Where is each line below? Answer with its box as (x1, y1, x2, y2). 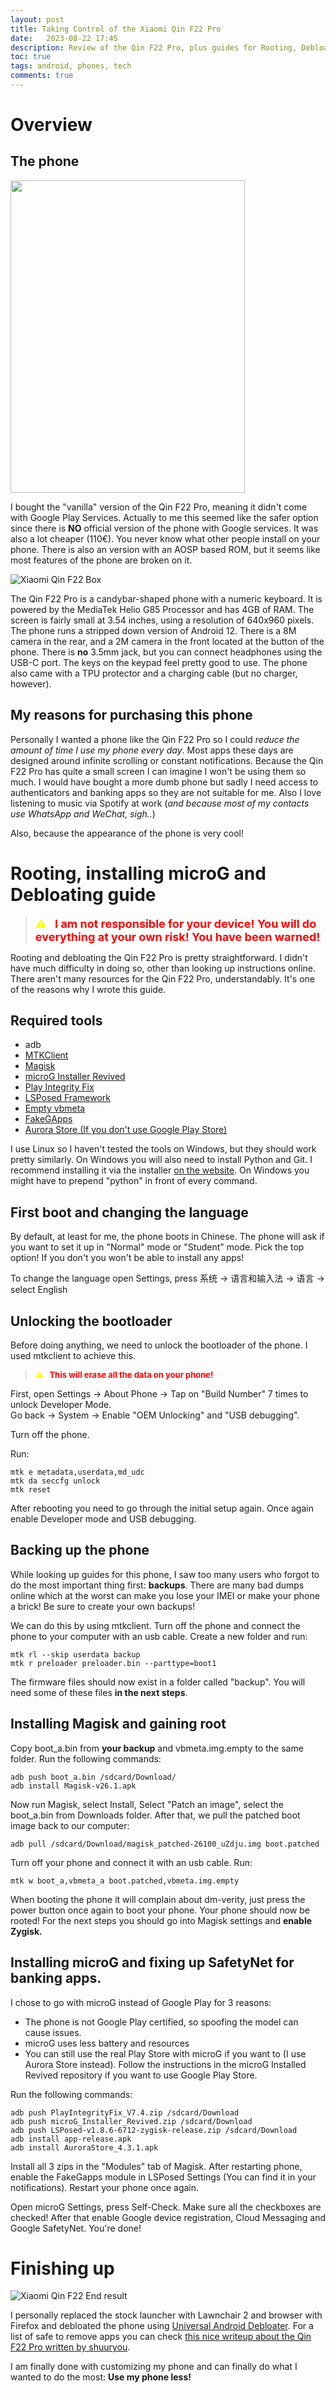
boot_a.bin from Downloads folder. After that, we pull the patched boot (10, 1809, 301, 1821)
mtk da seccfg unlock (10, 1476, 101, 1486)
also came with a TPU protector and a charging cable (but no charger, (10, 667, 298, 679)
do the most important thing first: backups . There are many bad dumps (10, 1579, 305, 1591)
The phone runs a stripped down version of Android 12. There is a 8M (10, 624, 297, 636)
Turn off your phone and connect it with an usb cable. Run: (10, 1856, 253, 1868)
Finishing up (10, 2257, 115, 2280)
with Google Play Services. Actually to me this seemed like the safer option (10, 511, 319, 523)
